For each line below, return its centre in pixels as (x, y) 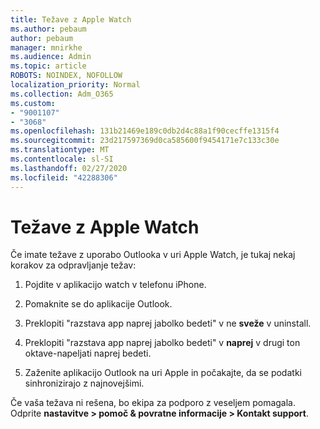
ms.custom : (33, 103)
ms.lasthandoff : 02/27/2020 (69, 168)
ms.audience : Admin (51, 57)
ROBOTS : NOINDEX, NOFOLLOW (66, 76)
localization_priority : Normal (75, 85)
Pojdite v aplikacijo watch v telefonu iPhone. (115, 285)
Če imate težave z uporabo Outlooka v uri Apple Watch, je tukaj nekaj (153, 255)
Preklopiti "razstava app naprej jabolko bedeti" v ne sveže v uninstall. (168, 323)
